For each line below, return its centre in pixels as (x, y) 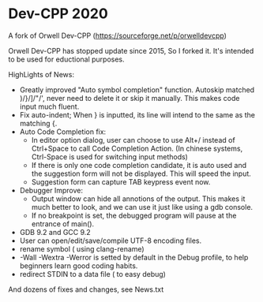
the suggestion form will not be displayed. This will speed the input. (141, 173)
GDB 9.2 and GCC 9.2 (55, 232)
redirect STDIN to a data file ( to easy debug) (92, 274)
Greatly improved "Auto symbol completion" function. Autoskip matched (137, 89)
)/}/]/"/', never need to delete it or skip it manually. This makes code (130, 98)
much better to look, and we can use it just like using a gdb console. (142, 207)
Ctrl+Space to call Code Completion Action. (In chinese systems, (137, 148)
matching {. (38, 123)
